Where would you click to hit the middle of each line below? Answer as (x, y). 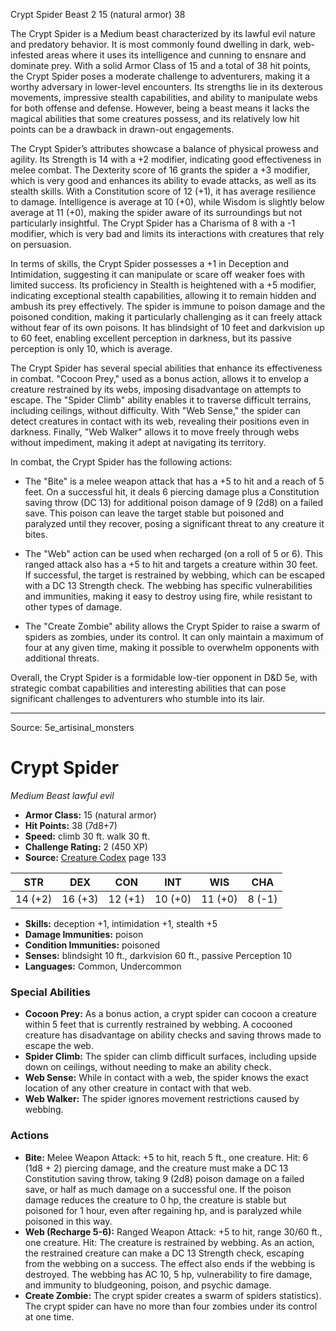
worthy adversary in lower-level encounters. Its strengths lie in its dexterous (166, 87)
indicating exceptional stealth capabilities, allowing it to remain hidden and (163, 295)
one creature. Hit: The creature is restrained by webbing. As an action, (169, 1242)
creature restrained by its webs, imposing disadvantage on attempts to (156, 389)
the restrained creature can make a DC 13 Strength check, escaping (164, 1253)
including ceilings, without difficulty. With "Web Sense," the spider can (155, 410)
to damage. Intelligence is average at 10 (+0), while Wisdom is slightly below (167, 202)
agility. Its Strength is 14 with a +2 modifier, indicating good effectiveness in (166, 159)
